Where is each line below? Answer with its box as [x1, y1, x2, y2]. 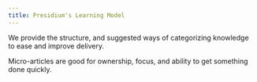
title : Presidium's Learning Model [8, 11, 125, 20]
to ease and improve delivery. [8, 41, 105, 51]
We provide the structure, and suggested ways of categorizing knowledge [8, 33, 250, 42]
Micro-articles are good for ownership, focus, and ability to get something [8, 56, 248, 66]
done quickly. [8, 64, 53, 74]
